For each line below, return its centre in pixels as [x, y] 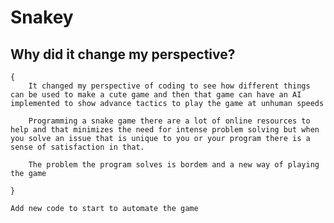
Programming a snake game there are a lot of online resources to [169, 121]
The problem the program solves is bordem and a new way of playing [174, 165]
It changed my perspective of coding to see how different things [169, 86]
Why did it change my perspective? [123, 54]
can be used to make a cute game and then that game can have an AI [156, 95]
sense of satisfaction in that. [77, 147]
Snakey [42, 17]
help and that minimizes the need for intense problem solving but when [165, 130]
